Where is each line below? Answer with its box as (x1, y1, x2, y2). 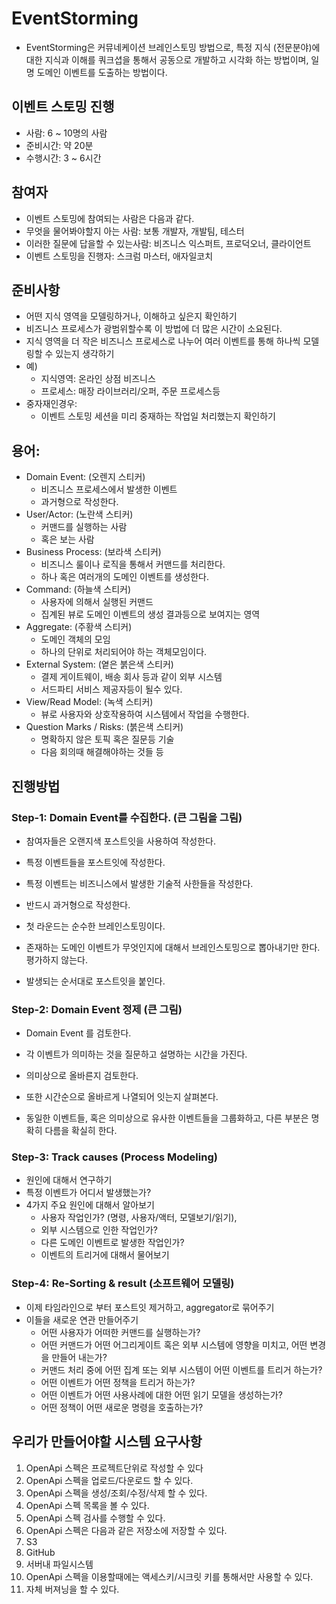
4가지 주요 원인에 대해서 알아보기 (25, 1199, 155, 1211)
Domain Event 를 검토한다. (25, 1027, 132, 1039)
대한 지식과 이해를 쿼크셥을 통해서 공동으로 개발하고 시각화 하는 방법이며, (25, 53, 309, 66)
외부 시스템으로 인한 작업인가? (40, 1224, 159, 1236)
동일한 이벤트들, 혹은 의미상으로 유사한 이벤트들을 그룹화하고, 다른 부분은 (25, 1112, 309, 1124)
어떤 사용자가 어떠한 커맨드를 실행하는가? (40, 1326, 201, 1338)
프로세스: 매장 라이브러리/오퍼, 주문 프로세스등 (40, 385, 221, 397)
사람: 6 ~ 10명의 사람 (25, 127, 108, 139)
